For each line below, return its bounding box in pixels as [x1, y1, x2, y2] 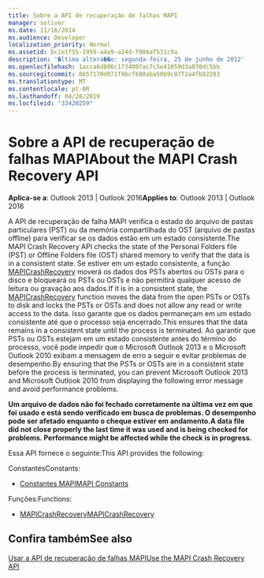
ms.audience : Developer [8, 33, 87, 42]
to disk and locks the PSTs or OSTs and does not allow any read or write [8, 300, 243, 310]
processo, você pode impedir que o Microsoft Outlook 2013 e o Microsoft [8, 342, 247, 352]
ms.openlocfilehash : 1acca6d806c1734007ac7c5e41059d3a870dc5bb [8, 63, 221, 71]
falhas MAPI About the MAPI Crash [8, 151, 238, 168]
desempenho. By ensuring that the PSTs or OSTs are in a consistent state [8, 360, 244, 369]
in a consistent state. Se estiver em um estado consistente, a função [8, 259, 230, 268]
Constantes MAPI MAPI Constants [19, 479, 128, 489]
